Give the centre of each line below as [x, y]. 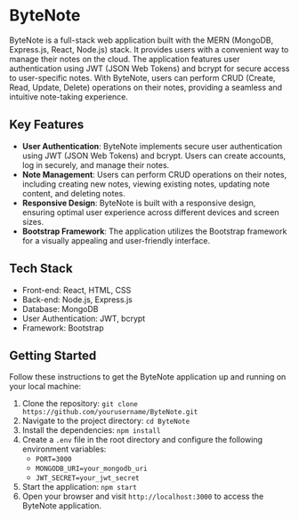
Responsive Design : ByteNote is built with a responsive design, [139, 203]
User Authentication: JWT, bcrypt [84, 318]
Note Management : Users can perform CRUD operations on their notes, [154, 174]
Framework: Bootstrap [63, 328]
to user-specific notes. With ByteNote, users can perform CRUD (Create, [142, 77]
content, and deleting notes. [74, 193]
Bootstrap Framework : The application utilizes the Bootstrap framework [154, 231]
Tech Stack [41, 269]
